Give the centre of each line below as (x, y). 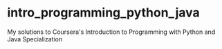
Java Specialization (35, 39)
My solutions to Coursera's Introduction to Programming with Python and (111, 32)
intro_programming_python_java (104, 13)
